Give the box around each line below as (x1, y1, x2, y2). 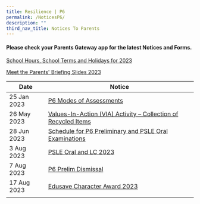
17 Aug (9, 178, 30, 187)
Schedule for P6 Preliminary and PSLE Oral (48, 127, 168, 135)
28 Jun (9, 127, 30, 135)
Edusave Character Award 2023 (48, 183, 138, 191)
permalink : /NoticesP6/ (6, 14, 65, 20)
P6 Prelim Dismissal (48, 165, 104, 174)
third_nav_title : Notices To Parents (6, 25, 100, 32)
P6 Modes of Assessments (48, 97, 123, 105)
